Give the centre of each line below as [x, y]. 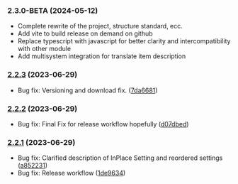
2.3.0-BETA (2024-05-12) [53, 11]
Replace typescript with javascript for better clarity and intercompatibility [124, 41]
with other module [44, 49]
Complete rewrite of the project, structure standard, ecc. [100, 26]
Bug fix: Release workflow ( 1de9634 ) [72, 173]
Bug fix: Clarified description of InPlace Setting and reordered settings [120, 158]
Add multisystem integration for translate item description [102, 56]
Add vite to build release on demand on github [85, 33]
